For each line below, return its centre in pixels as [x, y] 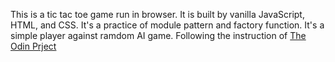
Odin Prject [33, 46]
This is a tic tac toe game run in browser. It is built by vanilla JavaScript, [157, 14]
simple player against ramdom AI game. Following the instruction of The [158, 35]
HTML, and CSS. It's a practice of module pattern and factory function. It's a [167, 25]
